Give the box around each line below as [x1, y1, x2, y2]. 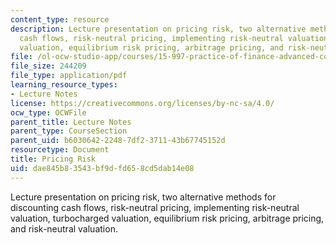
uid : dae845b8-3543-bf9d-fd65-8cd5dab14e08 [10, 163, 195, 173]
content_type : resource [10, 14, 110, 25]
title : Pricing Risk [10, 154, 97, 164]
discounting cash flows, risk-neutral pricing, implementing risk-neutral [10, 201, 300, 213]
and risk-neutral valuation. [10, 222, 118, 235]
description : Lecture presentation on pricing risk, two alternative [10, 24, 307, 34]
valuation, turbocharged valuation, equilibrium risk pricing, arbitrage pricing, [10, 212, 325, 224]
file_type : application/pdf [10, 71, 128, 81]
